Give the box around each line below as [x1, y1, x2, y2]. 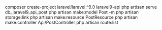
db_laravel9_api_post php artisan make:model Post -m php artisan [5, 9, 139, 15]
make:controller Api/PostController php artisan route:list [5, 19, 118, 25]
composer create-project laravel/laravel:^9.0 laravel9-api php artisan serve [5, 4, 157, 10]
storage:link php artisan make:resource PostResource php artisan [5, 15, 138, 20]
